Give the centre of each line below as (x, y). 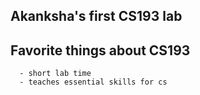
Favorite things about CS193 (100, 50)
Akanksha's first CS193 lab (96, 16)
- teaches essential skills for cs (93, 82)
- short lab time (55, 74)
